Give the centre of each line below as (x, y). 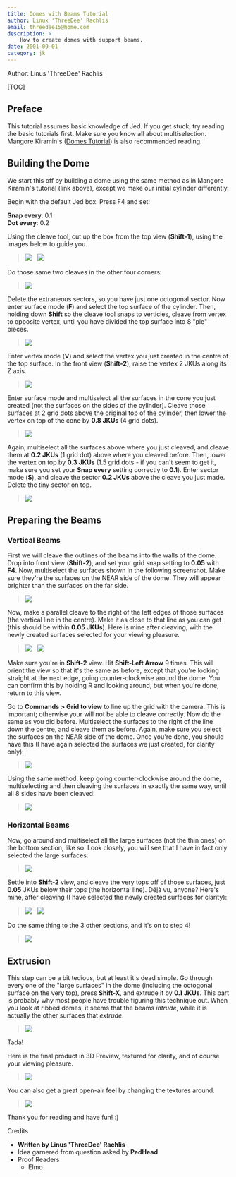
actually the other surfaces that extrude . (66, 1015)
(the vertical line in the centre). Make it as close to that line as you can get (114, 620)
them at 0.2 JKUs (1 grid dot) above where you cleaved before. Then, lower (117, 454)
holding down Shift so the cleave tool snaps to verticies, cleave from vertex (117, 314)
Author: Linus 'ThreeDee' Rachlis (55, 73)
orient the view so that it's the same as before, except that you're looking (113, 670)
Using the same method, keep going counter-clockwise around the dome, (114, 779)
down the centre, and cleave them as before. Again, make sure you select (114, 729)
